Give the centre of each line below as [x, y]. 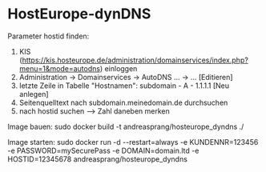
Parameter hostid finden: [48, 36]
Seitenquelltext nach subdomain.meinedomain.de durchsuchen [123, 102]
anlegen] [34, 94]
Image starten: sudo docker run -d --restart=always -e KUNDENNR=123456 [133, 142]
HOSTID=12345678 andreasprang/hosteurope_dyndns [97, 159]
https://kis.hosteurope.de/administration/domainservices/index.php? [135, 60]
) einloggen [119, 68]
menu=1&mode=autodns [60, 68]
